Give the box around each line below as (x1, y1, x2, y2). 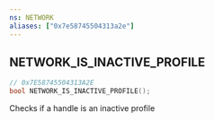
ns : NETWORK (9, 13, 54, 22)
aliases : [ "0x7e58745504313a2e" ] (9, 22, 135, 30)
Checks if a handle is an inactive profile (9, 103, 156, 114)
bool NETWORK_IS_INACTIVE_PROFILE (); (9, 87, 151, 96)
